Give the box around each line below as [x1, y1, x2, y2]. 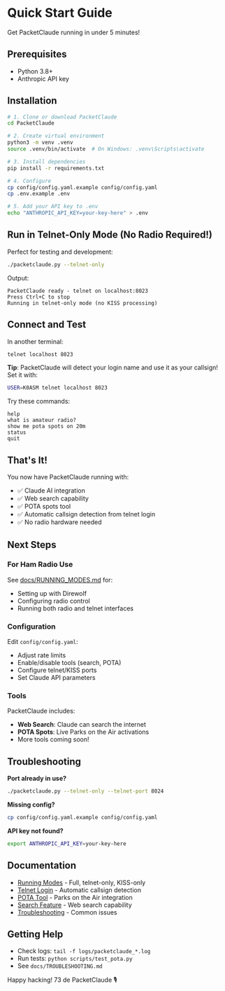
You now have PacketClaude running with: [7, 473, 129, 481]
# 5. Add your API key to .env [7, 203, 99, 210]
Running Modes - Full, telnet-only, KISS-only [17, 878, 146, 887]
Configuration [7, 622, 56, 631]
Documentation [7, 860, 77, 872]
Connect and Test [7, 319, 86, 331]
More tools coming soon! [17, 735, 89, 744]
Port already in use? [7, 774, 67, 783]
